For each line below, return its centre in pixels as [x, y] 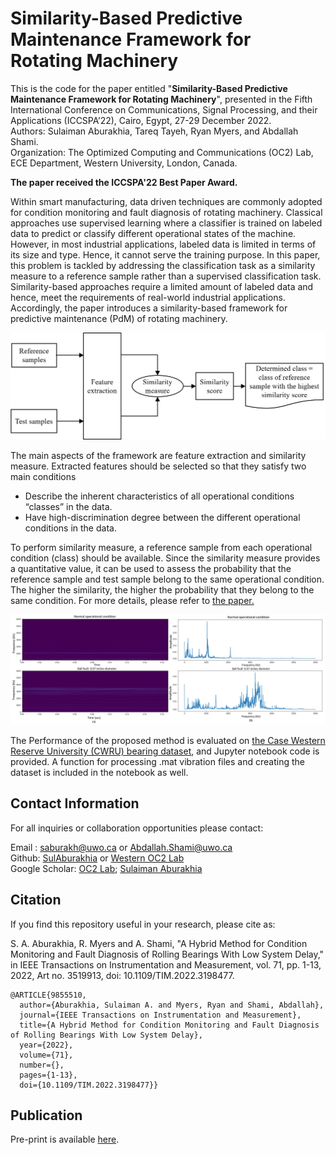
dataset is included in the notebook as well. [99, 772]
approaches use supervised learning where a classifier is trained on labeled [166, 223]
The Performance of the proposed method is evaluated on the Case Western [168, 740]
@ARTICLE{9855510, [48, 995]
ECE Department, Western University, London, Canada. [124, 163]
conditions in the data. [70, 528]
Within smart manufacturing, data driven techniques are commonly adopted [166, 201]
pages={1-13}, [48, 1075]
